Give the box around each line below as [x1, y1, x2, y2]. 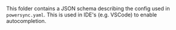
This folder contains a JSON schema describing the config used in [6, 5, 170, 12]
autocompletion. [6, 18, 47, 24]
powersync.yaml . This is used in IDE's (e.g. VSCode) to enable [6, 11, 157, 18]
